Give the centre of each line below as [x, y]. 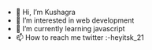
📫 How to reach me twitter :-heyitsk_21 [80, 37]
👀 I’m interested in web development [75, 20]
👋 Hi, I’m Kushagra [46, 12]
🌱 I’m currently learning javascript [70, 29]
